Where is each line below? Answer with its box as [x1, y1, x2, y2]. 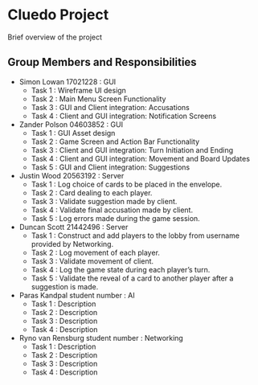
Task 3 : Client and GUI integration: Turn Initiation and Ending [31, 145, 234, 154]
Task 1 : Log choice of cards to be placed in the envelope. [31, 179, 223, 189]
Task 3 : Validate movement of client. [31, 256, 154, 266]
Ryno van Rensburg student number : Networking [18, 333, 184, 342]
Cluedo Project [7, 6, 109, 24]
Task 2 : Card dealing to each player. [31, 187, 153, 198]
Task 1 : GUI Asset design [31, 128, 116, 137]
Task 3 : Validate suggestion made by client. [31, 196, 178, 206]
